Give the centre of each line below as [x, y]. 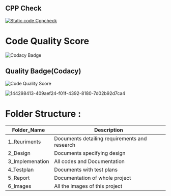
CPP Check [23, 8]
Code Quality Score [47, 41]
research [65, 145]
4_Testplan [21, 170]
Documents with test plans [86, 170]
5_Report [19, 178]
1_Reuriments [24, 142]
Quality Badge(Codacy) [43, 71]
